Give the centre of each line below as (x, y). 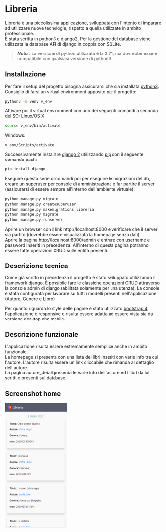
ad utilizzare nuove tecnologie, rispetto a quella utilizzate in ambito (73, 28)
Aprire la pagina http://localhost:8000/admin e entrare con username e (78, 240)
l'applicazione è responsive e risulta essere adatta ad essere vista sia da (79, 314)
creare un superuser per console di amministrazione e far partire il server (80, 184)
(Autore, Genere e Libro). (30, 299)
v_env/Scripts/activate (30, 145)
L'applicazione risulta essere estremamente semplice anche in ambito (76, 346)
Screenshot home (33, 394)
